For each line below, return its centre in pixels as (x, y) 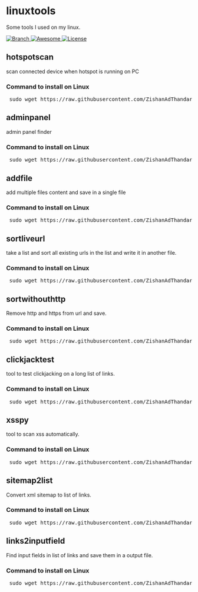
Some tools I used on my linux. (43, 27)
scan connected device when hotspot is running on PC (73, 71)
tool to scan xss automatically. (43, 434)
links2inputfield (36, 541)
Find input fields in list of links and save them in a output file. (80, 555)
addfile (19, 178)
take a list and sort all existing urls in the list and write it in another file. (91, 253)
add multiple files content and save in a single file (66, 192)
